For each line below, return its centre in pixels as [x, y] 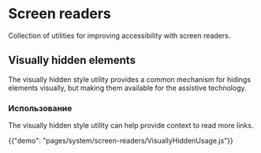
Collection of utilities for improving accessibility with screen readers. [119, 35]
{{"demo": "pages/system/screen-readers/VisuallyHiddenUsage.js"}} [121, 141]
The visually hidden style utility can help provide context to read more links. [131, 125]
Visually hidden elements [72, 60]
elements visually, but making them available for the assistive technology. [127, 88]
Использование [40, 108]
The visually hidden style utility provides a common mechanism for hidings [129, 79]
